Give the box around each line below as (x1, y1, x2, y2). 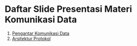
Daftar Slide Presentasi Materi (5, 3, 132, 15)
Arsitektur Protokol (12, 36, 51, 42)
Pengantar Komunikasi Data (12, 30, 70, 36)
